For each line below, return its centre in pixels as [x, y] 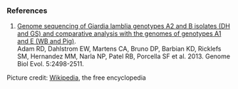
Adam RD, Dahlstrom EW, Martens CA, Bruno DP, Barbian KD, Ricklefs [119, 49]
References [27, 11]
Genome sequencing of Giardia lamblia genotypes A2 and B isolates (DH [124, 26]
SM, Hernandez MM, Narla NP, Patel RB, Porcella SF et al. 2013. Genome [124, 56]
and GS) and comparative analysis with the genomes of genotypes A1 [119, 33]
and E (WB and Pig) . [46, 41]
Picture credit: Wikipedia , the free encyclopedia [77, 78]
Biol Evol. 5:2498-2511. [51, 64]
